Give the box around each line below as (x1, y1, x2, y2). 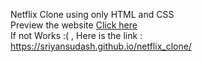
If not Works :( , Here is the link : (10, 30, 143, 41)
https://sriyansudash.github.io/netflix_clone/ (10, 40, 192, 52)
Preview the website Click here (10, 19, 138, 31)
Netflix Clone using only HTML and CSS (10, 9, 175, 20)
